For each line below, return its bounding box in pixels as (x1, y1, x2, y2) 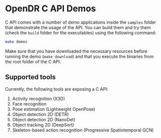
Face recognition (12, 101, 47, 106)
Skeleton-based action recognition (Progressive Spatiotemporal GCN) (12, 127, 154, 133)
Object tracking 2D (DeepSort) (12, 122, 74, 128)
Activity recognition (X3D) (12, 96, 65, 102)
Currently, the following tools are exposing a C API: (5, 86, 108, 92)
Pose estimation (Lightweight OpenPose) (12, 106, 96, 112)
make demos (5, 39, 28, 44)
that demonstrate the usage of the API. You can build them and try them (5, 24, 151, 30)
